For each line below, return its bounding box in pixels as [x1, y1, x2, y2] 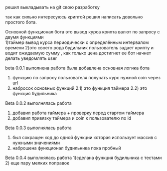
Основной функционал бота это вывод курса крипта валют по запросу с [5, 29, 161, 34]
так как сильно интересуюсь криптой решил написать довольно [5, 14, 143, 19]
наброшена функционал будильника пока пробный [12, 145, 121, 151]
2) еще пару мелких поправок [5, 160, 70, 166]
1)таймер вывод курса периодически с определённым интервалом [5, 39, 149, 45]
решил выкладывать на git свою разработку [5, 4, 100, 10]
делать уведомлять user [5, 55, 57, 61]
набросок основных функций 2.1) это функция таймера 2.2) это [12, 85, 148, 91]
